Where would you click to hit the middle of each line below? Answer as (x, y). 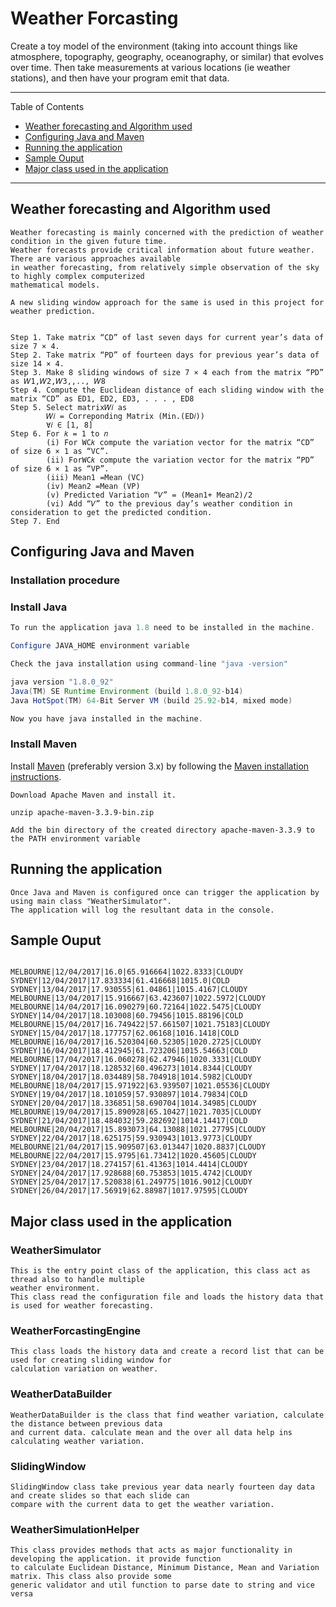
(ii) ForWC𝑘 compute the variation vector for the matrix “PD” (180, 460)
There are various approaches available (96, 258)
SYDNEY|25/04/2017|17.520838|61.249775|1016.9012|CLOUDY (131, 1182)
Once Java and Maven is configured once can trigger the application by (165, 892)
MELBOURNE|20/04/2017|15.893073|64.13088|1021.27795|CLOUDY (138, 1130)
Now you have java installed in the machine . (106, 718)
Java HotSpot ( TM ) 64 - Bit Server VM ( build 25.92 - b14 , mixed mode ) (151, 700)
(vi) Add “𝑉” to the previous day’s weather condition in (169, 503)
